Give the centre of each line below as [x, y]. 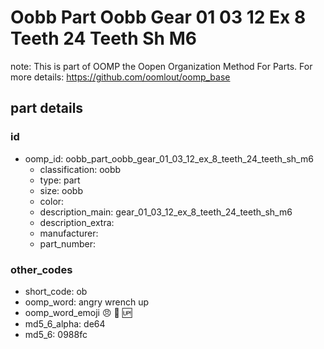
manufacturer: [69, 233]
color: [52, 201]
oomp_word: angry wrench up [86, 302]
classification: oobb [80, 169]
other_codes [41, 269]
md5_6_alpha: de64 [65, 323]
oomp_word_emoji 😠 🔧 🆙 [78, 312]
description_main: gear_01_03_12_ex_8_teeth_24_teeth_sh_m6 [166, 212]
